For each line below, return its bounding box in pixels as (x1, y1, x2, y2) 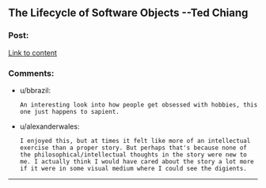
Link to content (8, 47, 58, 58)
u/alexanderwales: (19, 122, 80, 131)
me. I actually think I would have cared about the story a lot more (19, 157, 255, 165)
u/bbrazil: (19, 85, 51, 95)
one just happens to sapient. (19, 107, 120, 115)
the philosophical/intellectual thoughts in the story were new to (19, 150, 247, 159)
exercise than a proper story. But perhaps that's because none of (19, 144, 247, 152)
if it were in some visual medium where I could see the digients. (19, 164, 247, 172)
